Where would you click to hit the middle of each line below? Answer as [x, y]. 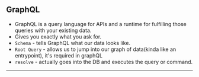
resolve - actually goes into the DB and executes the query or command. [104, 62]
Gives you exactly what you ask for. [58, 36]
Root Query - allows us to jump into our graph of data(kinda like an [95, 49]
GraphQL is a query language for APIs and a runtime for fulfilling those [100, 24]
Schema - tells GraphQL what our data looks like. [73, 43]
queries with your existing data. [53, 30]
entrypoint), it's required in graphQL [58, 55]
